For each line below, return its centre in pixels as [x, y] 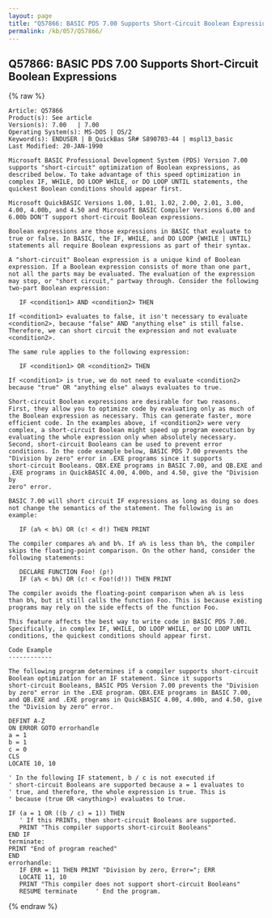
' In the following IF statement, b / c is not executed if [112, 778]
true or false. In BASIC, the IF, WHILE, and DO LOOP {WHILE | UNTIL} [130, 239]
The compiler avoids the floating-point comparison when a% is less [126, 594]
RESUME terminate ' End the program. [90, 892]
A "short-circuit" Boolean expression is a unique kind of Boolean [125, 260]
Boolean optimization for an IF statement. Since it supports [115, 679]
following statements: [47, 558]
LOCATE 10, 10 [32, 764]
